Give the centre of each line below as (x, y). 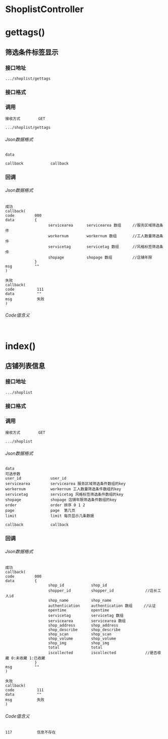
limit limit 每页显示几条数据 (50, 516)
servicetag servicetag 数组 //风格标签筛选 (104, 247)
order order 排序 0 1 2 (45, 505)
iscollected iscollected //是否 (103, 653)
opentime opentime (79, 610)
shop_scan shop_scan (80, 635)
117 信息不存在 (31, 732)
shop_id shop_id (78, 586)
